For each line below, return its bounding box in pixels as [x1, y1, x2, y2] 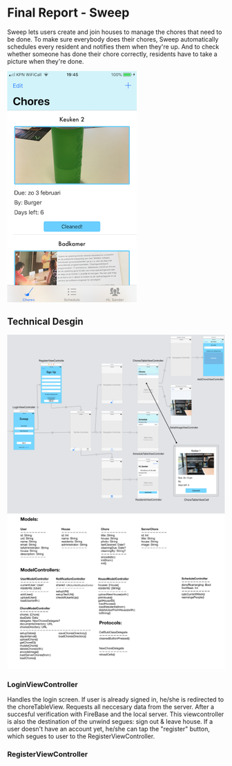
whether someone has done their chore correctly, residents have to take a [7, 50, 217, 58]
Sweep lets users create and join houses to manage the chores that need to [7, 28, 222, 36]
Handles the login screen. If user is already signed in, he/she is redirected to [7, 695, 224, 704]
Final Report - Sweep [7, 5, 130, 21]
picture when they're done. [7, 57, 84, 65]
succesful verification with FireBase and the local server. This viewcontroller [7, 710, 224, 718]
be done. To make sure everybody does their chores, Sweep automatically [7, 35, 219, 43]
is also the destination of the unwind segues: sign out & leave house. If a [7, 718, 213, 726]
